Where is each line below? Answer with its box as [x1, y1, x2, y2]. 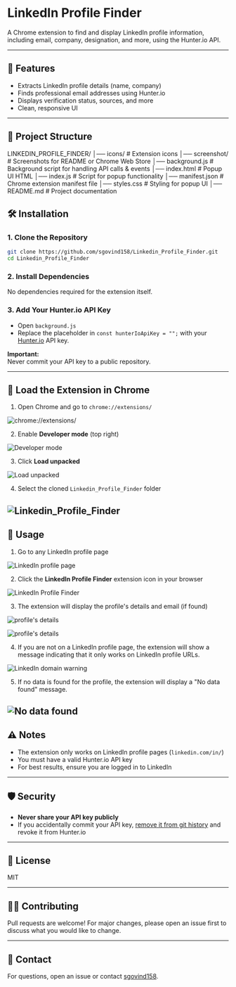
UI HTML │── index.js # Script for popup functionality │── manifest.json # [7, 172, 224, 180]
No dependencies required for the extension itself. [7, 288, 153, 296]
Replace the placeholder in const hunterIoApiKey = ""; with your [17, 328, 207, 337]
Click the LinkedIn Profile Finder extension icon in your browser [17, 574, 204, 583]
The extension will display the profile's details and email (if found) [17, 602, 208, 610]
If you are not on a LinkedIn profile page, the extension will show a [17, 643, 210, 651]
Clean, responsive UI [17, 103, 79, 112]
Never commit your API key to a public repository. [7, 357, 151, 366]
